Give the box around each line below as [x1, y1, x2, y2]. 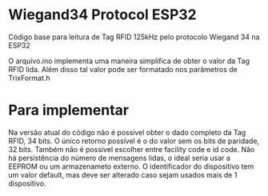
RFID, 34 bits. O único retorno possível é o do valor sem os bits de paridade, [8, 136, 260, 146]
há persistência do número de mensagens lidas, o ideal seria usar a [8, 153, 230, 162]
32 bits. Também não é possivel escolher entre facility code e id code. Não [8, 144, 255, 154]
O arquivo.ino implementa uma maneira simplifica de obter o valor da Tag [8, 56, 250, 66]
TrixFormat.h [8, 73, 50, 82]
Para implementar [8, 102, 130, 119]
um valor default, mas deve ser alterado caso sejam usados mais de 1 [8, 170, 238, 179]
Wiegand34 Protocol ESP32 [8, 6, 198, 24]
